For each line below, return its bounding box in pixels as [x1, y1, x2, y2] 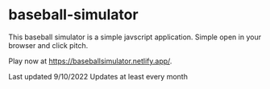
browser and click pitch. [8, 40, 89, 50]
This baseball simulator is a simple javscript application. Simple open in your [8, 32, 262, 42]
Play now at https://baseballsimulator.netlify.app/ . [8, 56, 172, 66]
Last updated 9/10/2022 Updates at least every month [8, 71, 188, 81]
